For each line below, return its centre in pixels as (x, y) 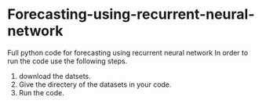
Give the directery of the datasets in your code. (95, 84)
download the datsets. (55, 76)
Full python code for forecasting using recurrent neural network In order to (128, 52)
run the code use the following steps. (67, 61)
